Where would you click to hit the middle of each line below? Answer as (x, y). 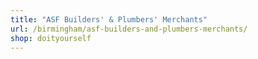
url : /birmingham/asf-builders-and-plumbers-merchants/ (129, 29)
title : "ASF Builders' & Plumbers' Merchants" (109, 19)
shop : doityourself (51, 38)
